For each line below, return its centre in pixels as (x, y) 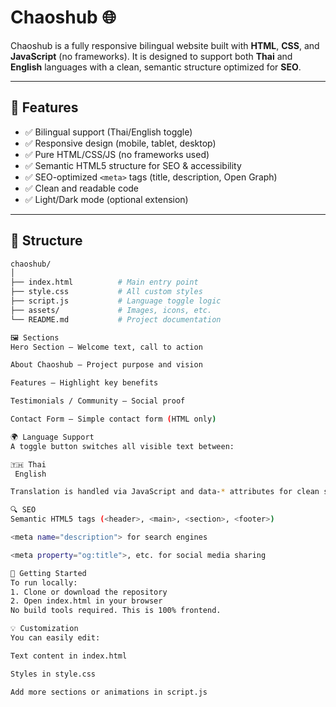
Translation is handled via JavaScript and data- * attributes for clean (165, 492)
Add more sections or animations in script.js (109, 692)
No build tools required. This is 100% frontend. (116, 611)
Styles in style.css (53, 674)
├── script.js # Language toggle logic (116, 301)
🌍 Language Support (52, 437)
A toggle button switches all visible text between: (122, 446)
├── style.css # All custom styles (106, 292)
